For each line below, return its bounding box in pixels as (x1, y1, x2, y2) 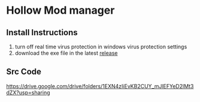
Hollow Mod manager (6, 4, 115, 17)
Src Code (6, 67, 42, 77)
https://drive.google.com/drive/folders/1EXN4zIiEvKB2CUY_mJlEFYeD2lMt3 (6, 82, 194, 89)
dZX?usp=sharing (6, 89, 50, 96)
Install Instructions (6, 27, 78, 38)
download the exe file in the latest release (14, 50, 118, 57)
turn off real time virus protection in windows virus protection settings (14, 43, 187, 50)
